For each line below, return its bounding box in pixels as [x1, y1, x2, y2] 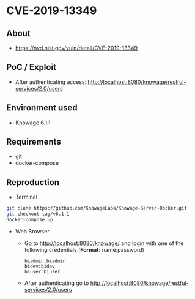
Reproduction [6, 177, 60, 187]
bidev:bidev [24, 263, 55, 270]
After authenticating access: [15, 78, 87, 86]
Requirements [6, 137, 61, 147]
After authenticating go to [24, 279, 89, 287]
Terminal [15, 194, 38, 201]
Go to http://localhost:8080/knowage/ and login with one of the [24, 240, 184, 247]
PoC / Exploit [6, 62, 57, 72]
